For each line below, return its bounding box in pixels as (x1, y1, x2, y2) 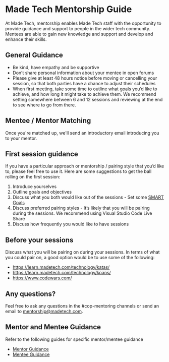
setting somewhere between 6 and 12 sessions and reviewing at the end (12, 96, 163, 102)
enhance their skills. (5, 36, 47, 42)
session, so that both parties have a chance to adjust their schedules (12, 80, 156, 86)
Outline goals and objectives (12, 189, 72, 195)
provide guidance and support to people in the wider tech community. (5, 25, 150, 31)
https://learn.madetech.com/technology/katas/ (12, 264, 110, 270)
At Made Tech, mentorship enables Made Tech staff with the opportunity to (5, 20, 161, 26)
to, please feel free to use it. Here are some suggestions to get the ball (5, 168, 152, 174)
